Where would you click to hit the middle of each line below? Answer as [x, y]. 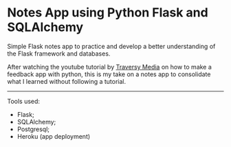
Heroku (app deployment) [54, 136]
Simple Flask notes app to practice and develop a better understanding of [111, 46]
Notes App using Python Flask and [108, 13]
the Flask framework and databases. [59, 54]
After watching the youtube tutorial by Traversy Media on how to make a [109, 67]
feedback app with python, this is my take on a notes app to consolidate [109, 74]
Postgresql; [33, 129]
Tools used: [23, 101]
